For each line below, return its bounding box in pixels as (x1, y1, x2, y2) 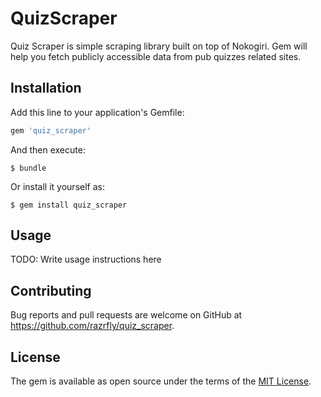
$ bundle (10, 163, 47, 173)
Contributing (10, 282, 92, 299)
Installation (10, 80, 82, 97)
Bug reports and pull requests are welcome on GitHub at (10, 309, 243, 321)
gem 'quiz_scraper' (10, 125, 92, 136)
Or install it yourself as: (10, 180, 105, 192)
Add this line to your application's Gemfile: (10, 106, 185, 118)
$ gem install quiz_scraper (10, 200, 128, 210)
